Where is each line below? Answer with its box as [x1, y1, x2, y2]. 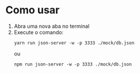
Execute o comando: [13, 28, 64, 35]
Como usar [5, 3, 60, 17]
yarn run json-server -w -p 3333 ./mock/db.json [13, 40, 135, 46]
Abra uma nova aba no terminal [13, 23, 90, 30]
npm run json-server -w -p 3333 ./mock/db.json [13, 61, 132, 67]
